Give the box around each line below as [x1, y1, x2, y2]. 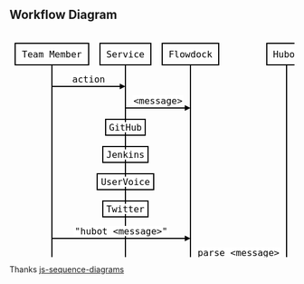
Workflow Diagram [9, 7, 118, 23]
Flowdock [168, 48, 213, 60]
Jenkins [106, 149, 145, 161]
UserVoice [100, 176, 151, 188]
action [71, 73, 106, 85]
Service [106, 48, 145, 60]
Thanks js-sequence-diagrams [9, 264, 125, 275]
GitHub [109, 122, 142, 133]
